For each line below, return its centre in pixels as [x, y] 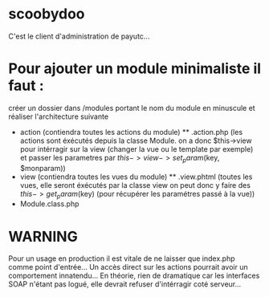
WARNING [43, 236]
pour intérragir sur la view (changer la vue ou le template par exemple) [137, 148]
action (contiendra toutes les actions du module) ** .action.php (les [131, 132]
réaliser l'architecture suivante [59, 116]
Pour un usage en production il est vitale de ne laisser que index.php [122, 258]
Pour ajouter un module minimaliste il [135, 69]
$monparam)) [43, 168]
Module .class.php [49, 204]
